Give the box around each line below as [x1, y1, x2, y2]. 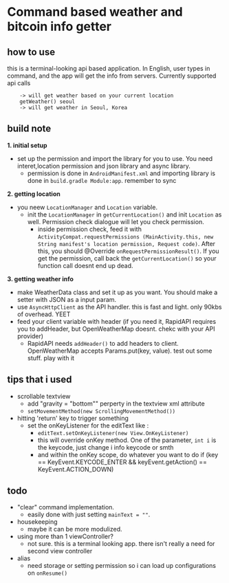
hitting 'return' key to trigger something [17, 414, 129, 422]
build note [7, 123, 52, 135]
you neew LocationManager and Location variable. [17, 203, 158, 211]
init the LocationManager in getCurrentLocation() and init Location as [27, 210, 222, 219]
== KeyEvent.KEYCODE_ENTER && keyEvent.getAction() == [37, 458, 208, 466]
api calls [7, 79, 31, 87]
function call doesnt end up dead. [37, 261, 133, 269]
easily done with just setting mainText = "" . [27, 510, 151, 519]
